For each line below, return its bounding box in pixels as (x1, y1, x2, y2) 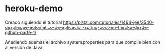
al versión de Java (5, 44, 43, 50)
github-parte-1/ (5, 29, 36, 35)
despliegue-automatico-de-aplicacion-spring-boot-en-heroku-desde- (5, 24, 149, 30)
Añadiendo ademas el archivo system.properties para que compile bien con (5, 39, 161, 45)
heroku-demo (5, 3, 63, 14)
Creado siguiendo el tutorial (5, 19, 62, 25)
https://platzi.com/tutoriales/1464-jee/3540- (63, 19, 154, 25)
